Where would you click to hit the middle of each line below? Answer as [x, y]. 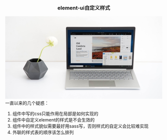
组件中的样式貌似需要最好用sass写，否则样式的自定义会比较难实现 [80, 126]
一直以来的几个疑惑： [27, 103]
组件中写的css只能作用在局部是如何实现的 [55, 114]
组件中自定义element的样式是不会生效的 [53, 120]
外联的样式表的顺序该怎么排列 [43, 132]
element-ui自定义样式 [84, 7]
